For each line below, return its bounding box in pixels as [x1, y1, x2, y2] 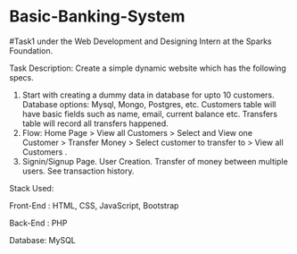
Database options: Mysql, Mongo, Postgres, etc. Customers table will [21, 98, 276, 109]
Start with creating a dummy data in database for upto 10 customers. [21, 89, 275, 100]
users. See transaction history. [21, 165, 135, 176]
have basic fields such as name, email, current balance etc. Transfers [21, 108, 278, 119]
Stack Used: [9, 182, 54, 193]
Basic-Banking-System [9, 6, 186, 27]
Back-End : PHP [9, 217, 68, 228]
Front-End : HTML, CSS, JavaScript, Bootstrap [9, 199, 179, 211]
